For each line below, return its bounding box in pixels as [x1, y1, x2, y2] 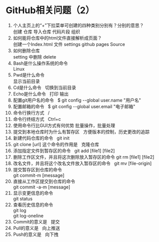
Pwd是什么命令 [13, 72, 45, 78]
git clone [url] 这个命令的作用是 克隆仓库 [13, 141, 99, 147]
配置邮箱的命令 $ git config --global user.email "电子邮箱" [13, 103, 136, 109]
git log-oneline [13, 213, 44, 219]
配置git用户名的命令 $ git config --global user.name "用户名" [13, 97, 141, 103]
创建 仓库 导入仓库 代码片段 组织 [13, 28, 80, 34]
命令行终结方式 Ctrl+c [13, 116, 61, 122]
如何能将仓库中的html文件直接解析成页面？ [13, 35, 102, 41]
